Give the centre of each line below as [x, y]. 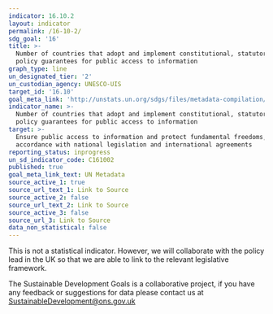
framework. [28, 268]
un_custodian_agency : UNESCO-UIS [65, 84]
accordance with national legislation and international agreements [134, 144]
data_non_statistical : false [58, 228]
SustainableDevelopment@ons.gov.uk [72, 301]
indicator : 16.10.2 [41, 16]
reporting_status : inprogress [60, 152]
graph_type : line [38, 69]
